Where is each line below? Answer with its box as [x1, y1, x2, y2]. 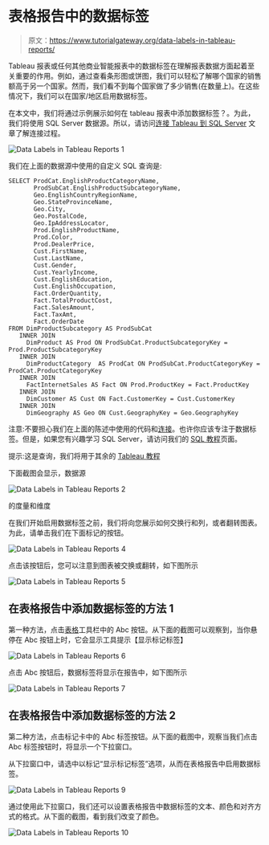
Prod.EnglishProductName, [33, 226, 120, 234]
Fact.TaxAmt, [33, 310, 78, 318]
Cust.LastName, [33, 254, 84, 262]
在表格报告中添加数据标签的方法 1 [8, 602, 174, 615]
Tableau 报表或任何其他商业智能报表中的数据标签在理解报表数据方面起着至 [8, 61, 255, 71]
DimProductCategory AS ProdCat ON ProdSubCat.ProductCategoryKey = [26, 359, 261, 368]
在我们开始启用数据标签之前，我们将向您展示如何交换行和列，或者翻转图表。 [8, 517, 262, 527]
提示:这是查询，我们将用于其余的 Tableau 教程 [8, 451, 161, 460]
